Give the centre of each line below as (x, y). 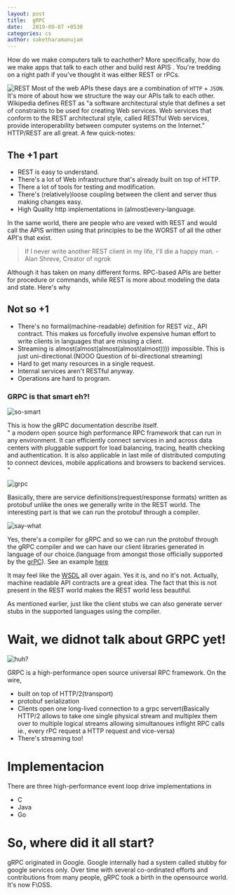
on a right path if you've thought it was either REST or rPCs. (94, 75)
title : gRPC (26, 20)
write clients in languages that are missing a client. (90, 341)
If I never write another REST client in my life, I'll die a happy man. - (121, 251)
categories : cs (29, 33)
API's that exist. (30, 237)
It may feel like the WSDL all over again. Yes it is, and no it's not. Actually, (113, 575)
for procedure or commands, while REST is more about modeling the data (114, 280)
